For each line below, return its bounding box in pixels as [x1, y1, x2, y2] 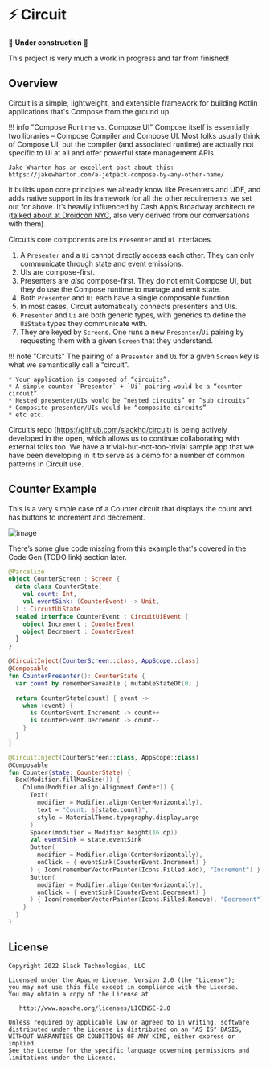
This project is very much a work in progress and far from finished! [8, 53, 230, 63]
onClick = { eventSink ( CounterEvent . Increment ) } [37, 859, 207, 867]
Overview [8, 77, 59, 90]
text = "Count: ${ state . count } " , [37, 805, 149, 813]
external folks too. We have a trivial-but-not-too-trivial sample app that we [8, 441, 255, 451]
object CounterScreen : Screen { [8, 575, 121, 583]
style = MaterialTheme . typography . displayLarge [37, 813, 199, 822]
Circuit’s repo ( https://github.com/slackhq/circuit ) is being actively [8, 424, 227, 434]
